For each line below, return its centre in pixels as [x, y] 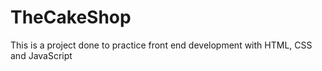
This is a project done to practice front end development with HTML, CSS [161, 45]
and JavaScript [41, 55]
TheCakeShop [71, 17]
